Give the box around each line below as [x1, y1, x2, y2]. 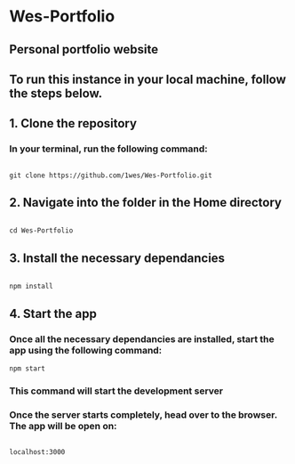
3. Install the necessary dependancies [9, 250, 225, 265]
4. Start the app [9, 305, 98, 322]
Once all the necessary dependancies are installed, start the [9, 332, 275, 345]
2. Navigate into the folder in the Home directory [9, 195, 283, 210]
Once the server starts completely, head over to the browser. [9, 408, 278, 420]
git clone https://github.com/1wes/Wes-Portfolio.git [9, 171, 213, 180]
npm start [9, 363, 46, 373]
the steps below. [9, 85, 103, 101]
